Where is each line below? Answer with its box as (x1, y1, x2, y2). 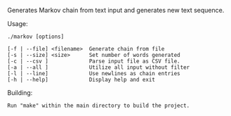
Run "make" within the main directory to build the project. (7, 102, 190, 109)
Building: (7, 89, 33, 97)
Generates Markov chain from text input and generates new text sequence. (7, 6, 225, 14)
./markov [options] (7, 33, 65, 40)
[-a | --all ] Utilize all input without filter (7, 64, 190, 71)
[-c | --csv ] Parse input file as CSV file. (7, 58, 180, 65)
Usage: (7, 20, 28, 27)
